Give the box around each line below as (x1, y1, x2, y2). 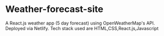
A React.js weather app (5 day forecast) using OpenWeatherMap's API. (5, 20, 155, 26)
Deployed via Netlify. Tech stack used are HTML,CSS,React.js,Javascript (5, 25, 159, 31)
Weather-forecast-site (5, 3, 104, 15)
